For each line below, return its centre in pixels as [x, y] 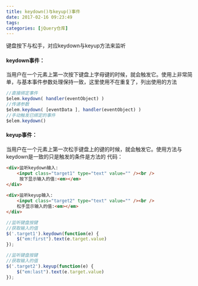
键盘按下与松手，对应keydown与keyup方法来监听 [66, 46]
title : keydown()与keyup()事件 [43, 12]
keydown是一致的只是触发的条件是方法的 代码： [64, 156]
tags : [13, 23]
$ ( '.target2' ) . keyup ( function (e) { [50, 266]
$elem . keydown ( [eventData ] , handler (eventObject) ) [74, 110]
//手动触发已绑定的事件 [31, 115]
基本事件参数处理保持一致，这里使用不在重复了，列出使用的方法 [99, 82]
